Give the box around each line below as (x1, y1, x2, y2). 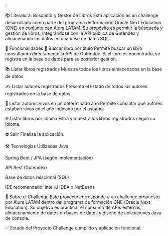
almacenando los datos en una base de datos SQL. (5, 36, 110, 41)
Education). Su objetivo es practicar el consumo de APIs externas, (5, 204, 142, 210)
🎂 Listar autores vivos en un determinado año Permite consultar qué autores (5, 101, 163, 106)
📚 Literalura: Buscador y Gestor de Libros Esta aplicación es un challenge (5, 13, 159, 18)
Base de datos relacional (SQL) (5, 174, 69, 180)
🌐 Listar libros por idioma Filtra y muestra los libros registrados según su (5, 116, 155, 121)
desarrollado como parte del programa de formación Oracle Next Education (5, 20, 161, 25)
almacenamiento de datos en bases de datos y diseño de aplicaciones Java (5, 210, 161, 216)
